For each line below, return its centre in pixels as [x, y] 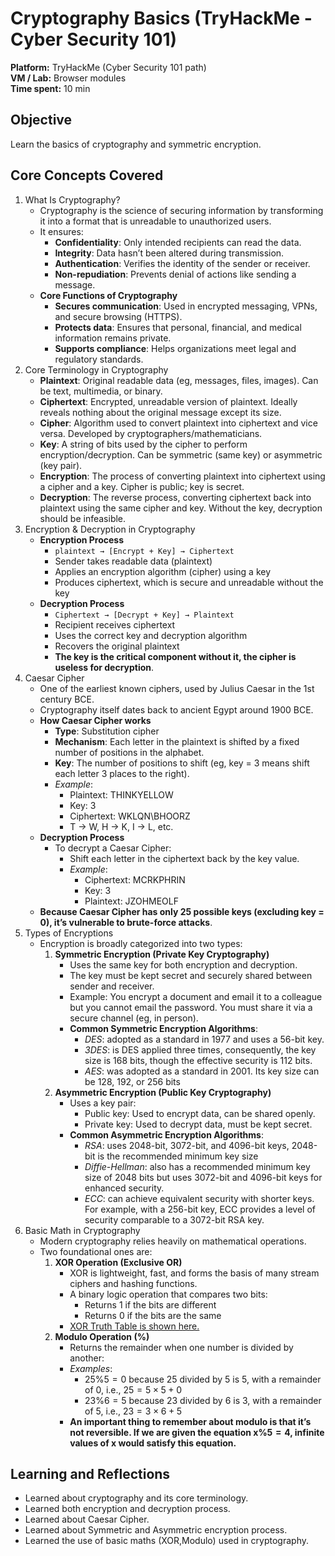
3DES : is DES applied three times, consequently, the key [200, 1049]
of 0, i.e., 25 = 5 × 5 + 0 [133, 1389]
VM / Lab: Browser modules [68, 78]
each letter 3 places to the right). [122, 773]
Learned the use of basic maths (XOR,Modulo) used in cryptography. [166, 1541]
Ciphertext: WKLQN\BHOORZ [130, 816]
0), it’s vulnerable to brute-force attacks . [126, 922]
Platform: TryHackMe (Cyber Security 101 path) [108, 67]
